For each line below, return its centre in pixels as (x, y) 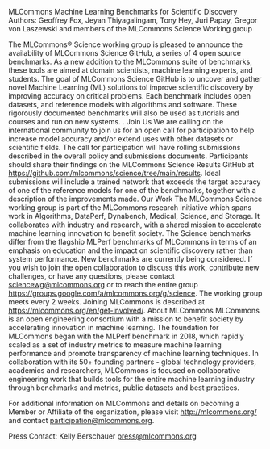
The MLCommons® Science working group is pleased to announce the (126, 44)
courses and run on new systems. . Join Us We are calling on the (116, 122)
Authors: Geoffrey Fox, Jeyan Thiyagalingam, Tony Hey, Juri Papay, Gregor (133, 20)
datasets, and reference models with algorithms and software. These (123, 105)
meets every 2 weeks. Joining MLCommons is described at (107, 302)
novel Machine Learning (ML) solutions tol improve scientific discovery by (131, 87)
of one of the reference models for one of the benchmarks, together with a (132, 190)
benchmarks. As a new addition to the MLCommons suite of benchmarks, (130, 61)
